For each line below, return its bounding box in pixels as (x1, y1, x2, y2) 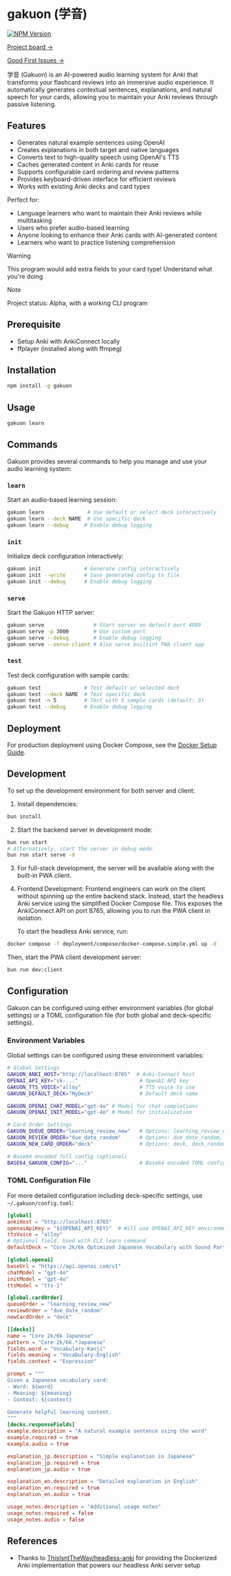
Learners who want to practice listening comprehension (16, 238, 175, 246)
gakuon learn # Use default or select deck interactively (7, 509, 217, 516)
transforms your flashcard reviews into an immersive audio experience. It (7, 78, 214, 86)
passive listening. (7, 100, 56, 108)
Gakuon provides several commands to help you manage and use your (7, 457, 208, 465)
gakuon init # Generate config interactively (7, 565, 180, 572)
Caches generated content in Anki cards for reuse (16, 160, 159, 169)
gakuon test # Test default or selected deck (7, 684, 180, 691)
